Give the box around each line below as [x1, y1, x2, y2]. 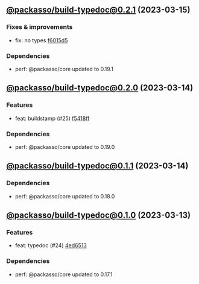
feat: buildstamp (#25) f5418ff [14, 115, 90, 122]
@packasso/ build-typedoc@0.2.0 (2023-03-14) [6, 83, 194, 93]
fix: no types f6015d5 [14, 36, 68, 44]
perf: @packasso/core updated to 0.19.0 [14, 143, 115, 150]
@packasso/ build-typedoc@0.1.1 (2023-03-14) [6, 161, 189, 171]
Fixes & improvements [6, 23, 73, 31]
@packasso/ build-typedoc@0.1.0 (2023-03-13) [6, 210, 191, 221]
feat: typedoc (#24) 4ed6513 [14, 242, 87, 249]
